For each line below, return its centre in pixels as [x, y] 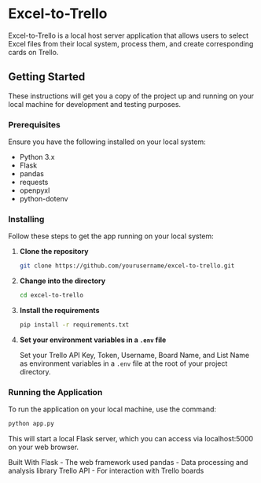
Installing [26, 219]
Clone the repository [54, 252]
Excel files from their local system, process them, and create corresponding [131, 43]
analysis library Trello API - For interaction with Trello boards [106, 471]
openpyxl [35, 190]
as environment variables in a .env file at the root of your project [123, 363]
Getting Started [47, 77]
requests [34, 183]
